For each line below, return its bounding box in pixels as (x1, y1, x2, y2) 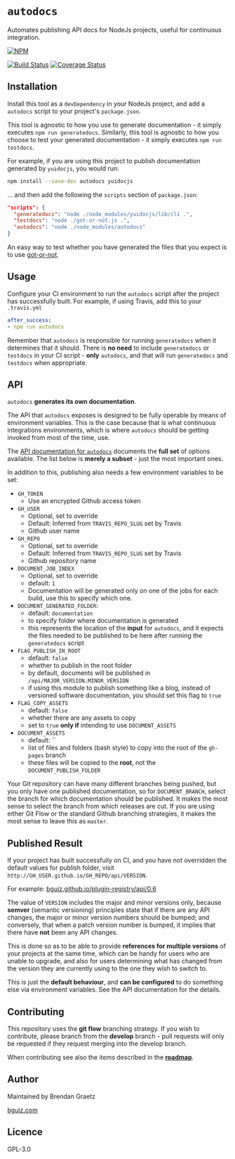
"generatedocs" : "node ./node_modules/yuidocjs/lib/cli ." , (13, 210, 193, 217)
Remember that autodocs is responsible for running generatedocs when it (7, 336, 217, 344)
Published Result (7, 837, 83, 849)
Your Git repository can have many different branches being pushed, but (7, 780, 217, 788)
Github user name (27, 526, 80, 536)
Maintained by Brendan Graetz (7, 1092, 96, 1101)
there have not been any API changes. (7, 928, 118, 937)
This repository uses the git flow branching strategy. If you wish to (7, 1025, 200, 1032)
